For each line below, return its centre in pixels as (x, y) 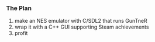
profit (21, 33)
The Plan (19, 8)
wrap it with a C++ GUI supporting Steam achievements (82, 27)
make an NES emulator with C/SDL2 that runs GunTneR (81, 21)
